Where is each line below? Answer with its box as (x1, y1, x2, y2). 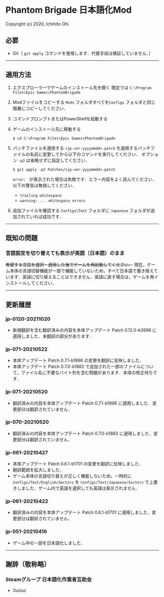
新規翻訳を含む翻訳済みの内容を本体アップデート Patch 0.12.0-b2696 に (12, 327, 157, 333)
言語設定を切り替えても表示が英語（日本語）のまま (5, 250, 125, 256)
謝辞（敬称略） (5, 560, 51, 569)
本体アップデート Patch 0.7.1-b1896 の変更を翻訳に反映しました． (12, 358, 144, 364)
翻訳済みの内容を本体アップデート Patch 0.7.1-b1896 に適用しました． (12, 400, 153, 406)
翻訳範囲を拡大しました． (12, 467, 64, 473)
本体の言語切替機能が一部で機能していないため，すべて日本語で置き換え (9, 268, 154, 274)
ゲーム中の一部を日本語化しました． (12, 540, 86, 546)
